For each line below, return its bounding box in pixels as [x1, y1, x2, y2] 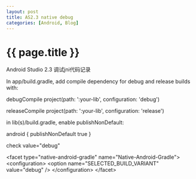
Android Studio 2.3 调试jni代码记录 [6, 66, 91, 73]
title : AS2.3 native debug [6, 14, 73, 20]
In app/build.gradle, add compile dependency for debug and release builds [6, 78, 191, 85]
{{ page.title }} [6, 45, 80, 59]
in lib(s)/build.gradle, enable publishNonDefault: [6, 119, 124, 126]
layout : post [6, 8, 39, 15]
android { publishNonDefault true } [6, 131, 91, 138]
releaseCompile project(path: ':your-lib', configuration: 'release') [6, 107, 164, 115]
